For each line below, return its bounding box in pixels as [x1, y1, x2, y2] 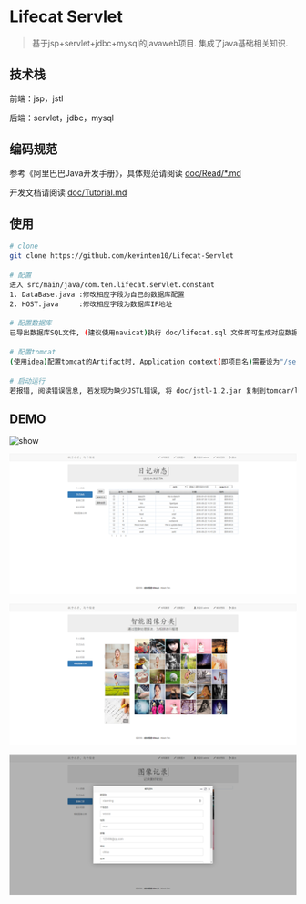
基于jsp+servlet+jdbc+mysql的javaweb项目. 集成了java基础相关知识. [31, 37, 289, 48]
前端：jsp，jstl [9, 93, 64, 104]
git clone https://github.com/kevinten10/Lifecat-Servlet [9, 252, 234, 261]
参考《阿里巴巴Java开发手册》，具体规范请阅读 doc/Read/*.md [9, 167, 241, 179]
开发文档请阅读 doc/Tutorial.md [9, 187, 127, 198]
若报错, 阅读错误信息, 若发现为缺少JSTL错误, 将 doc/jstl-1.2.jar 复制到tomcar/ [9, 385, 295, 395]
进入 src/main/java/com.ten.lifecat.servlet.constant [9, 280, 216, 289]
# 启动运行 [9, 376, 46, 385]
